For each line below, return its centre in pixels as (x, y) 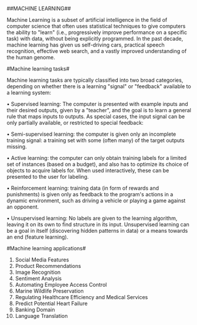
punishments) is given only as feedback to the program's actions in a (90, 194)
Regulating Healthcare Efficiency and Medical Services (81, 297)
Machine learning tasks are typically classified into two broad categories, (95, 80)
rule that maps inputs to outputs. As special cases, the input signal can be (96, 116)
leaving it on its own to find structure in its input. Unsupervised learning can (98, 225)
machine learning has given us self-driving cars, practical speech (86, 45)
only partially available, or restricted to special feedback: (75, 123)
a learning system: (29, 93)
